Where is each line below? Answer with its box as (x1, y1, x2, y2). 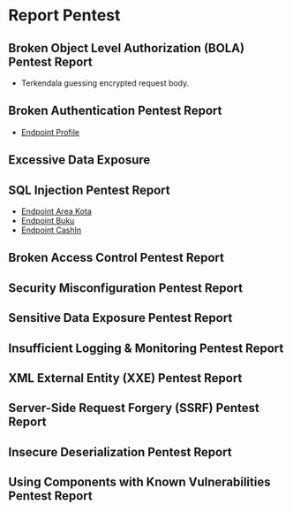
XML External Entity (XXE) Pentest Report (8, 371, 243, 386)
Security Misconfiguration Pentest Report (8, 280, 244, 295)
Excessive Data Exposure (8, 152, 151, 168)
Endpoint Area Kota (20, 206, 92, 217)
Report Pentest (8, 5, 121, 26)
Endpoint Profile (20, 126, 80, 137)
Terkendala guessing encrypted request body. (20, 78, 190, 88)
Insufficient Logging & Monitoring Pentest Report (8, 340, 284, 355)
